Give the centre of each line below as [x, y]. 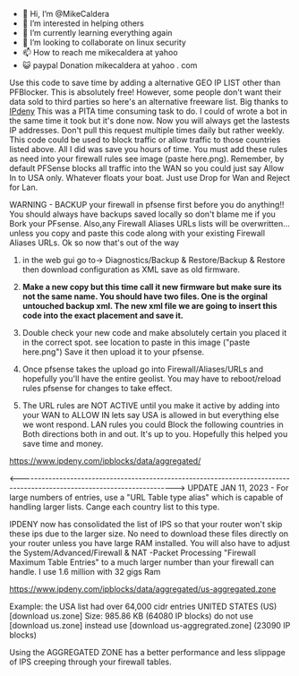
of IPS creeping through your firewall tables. [90, 662]
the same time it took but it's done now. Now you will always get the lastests [149, 120]
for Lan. [24, 187]
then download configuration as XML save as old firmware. [131, 270]
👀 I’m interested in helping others [83, 23]
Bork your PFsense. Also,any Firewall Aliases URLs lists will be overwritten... [150, 223]
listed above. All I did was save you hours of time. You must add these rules [149, 149]
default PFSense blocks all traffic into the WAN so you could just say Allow [147, 168]
